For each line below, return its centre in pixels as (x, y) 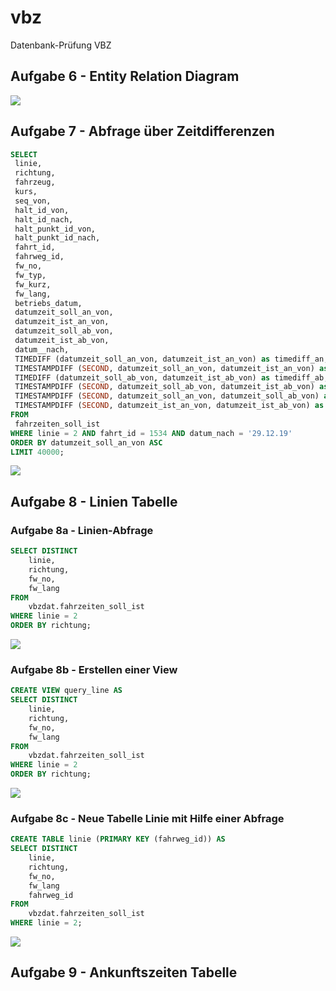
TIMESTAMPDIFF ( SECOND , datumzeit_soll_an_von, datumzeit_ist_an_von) (164, 368)
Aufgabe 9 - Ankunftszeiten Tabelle (124, 972)
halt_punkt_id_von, (55, 229)
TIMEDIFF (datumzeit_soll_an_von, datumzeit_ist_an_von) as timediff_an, (171, 359)
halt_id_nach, (44, 219)
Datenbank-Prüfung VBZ (61, 45)
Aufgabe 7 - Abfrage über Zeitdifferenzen (142, 131)
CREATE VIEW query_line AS (66, 691)
